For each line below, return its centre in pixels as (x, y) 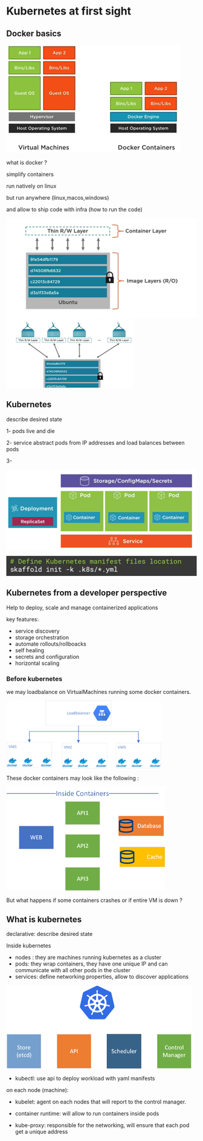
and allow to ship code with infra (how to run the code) (75, 209)
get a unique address (41, 1132)
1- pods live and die (31, 431)
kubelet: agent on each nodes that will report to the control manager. (100, 1102)
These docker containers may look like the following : (72, 778)
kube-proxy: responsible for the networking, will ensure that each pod (102, 1125)
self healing (29, 650)
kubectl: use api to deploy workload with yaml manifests (85, 1079)
